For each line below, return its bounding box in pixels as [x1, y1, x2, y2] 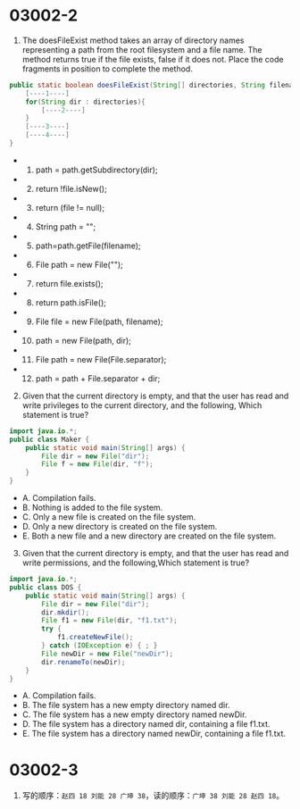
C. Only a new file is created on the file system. [21, 512, 196, 522]
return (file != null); [35, 202, 105, 213]
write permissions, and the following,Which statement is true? [21, 557, 250, 568]
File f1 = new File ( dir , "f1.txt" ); [41, 616, 178, 625]
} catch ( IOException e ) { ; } [41, 641, 158, 650]
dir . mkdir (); [41, 608, 90, 617]
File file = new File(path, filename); [35, 316, 163, 327]
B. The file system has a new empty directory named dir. [21, 700, 230, 711]
